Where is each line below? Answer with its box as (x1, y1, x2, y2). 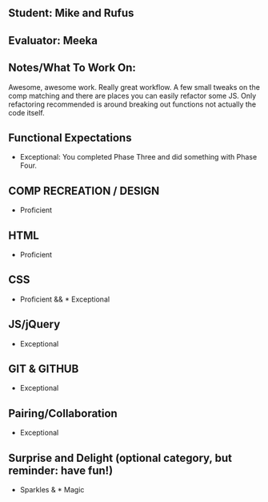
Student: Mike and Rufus (8, 6, 134, 20)
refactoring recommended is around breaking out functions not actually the (8, 99, 257, 109)
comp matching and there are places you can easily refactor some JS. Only (8, 91, 257, 100)
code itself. (8, 107, 46, 117)
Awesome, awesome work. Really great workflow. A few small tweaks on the (8, 82, 260, 91)
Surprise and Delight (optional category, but (8, 451, 232, 464)
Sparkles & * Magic (19, 485, 85, 495)
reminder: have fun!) (8, 464, 114, 477)
